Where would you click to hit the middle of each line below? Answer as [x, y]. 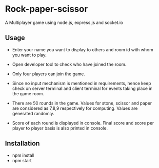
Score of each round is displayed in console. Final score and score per [83, 123]
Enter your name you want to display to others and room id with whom [83, 49]
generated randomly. [33, 113]
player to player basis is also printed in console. [60, 128]
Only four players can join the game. [49, 74]
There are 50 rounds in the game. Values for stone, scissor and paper [82, 103]
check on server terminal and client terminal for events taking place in [82, 88]
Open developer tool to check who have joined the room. [69, 64]
